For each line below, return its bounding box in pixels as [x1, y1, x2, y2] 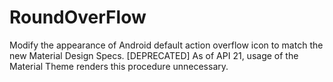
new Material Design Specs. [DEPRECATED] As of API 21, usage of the [9, 49, 299, 61]
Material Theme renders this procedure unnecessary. [9, 60, 229, 72]
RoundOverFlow [9, 6, 147, 29]
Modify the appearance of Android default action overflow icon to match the [9, 39, 324, 51]
